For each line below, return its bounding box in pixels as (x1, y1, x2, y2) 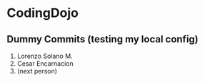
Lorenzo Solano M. (16, 52, 73, 60)
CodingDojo (6, 5, 79, 21)
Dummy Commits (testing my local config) (6, 33, 199, 45)
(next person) (16, 67, 58, 75)
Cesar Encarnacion (16, 59, 74, 68)
